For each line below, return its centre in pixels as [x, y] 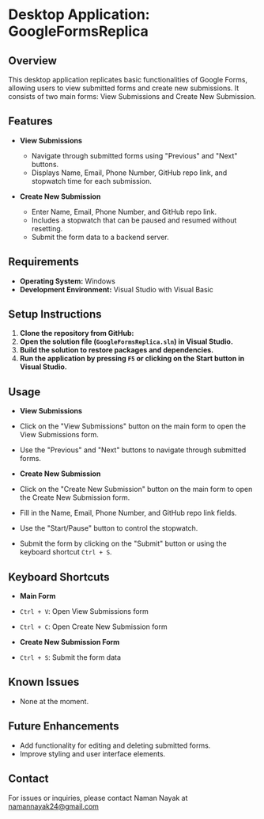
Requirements [43, 262]
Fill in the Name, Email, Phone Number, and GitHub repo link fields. [128, 513]
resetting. [47, 228]
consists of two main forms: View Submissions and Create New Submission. [132, 96]
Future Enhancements [64, 726]
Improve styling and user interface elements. [92, 753]
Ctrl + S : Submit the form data [70, 657]
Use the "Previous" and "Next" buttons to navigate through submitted [133, 450]
